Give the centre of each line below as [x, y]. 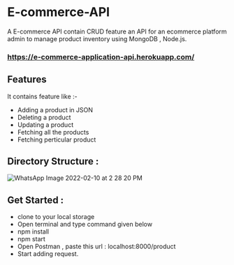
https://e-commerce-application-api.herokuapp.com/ [101, 56]
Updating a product [45, 124]
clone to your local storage [56, 217]
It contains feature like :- [43, 96]
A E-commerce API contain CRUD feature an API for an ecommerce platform [117, 31]
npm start [31, 239]
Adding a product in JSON [55, 109]
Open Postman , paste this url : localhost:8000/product [96, 247]
